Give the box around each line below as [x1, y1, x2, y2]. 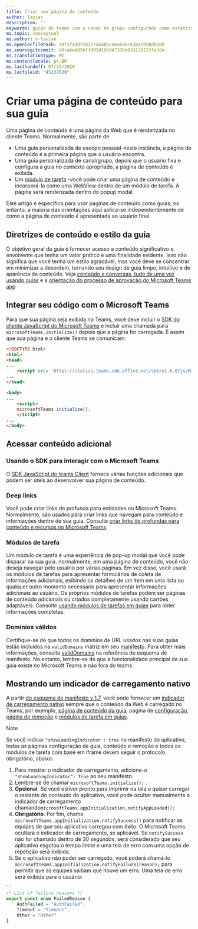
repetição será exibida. [14, 848, 71, 855]
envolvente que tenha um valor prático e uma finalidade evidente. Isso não [6, 252, 187, 258]
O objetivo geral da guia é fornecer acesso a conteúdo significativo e [6, 245, 174, 252]
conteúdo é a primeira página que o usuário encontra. [14, 151, 146, 158]
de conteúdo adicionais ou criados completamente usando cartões [6, 595, 169, 603]
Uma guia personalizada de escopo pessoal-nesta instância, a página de [14, 144, 192, 151]
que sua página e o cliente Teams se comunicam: [6, 335, 127, 342]
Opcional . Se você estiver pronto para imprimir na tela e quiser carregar [14, 785, 190, 792]
